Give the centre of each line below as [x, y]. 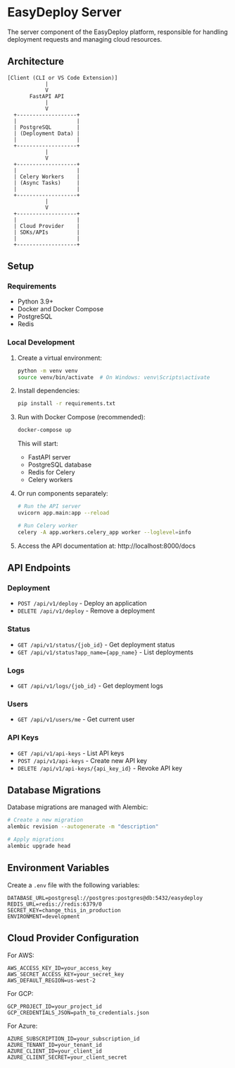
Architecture [36, 62]
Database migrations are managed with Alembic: [78, 807]
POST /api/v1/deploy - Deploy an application [82, 604]
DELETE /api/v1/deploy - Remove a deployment [86, 611]
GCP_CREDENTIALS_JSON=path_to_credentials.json [78, 1013]
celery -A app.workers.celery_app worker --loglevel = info [104, 532]
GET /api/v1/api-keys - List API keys [71, 753]
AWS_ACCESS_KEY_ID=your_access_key [59, 968]
